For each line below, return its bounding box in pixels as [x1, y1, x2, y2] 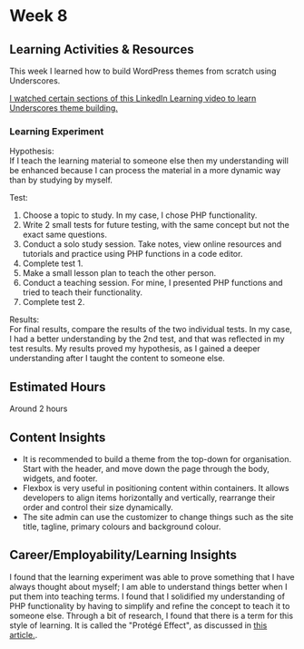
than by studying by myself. [9, 174, 113, 186]
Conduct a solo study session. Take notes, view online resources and [22, 239, 282, 250]
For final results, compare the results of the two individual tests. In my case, [9, 324, 293, 335]
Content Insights [9, 429, 106, 445]
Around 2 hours [9, 403, 68, 414]
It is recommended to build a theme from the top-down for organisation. [22, 453, 292, 464]
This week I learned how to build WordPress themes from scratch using [9, 65, 277, 76]
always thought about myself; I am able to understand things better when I [9, 581, 288, 592]
